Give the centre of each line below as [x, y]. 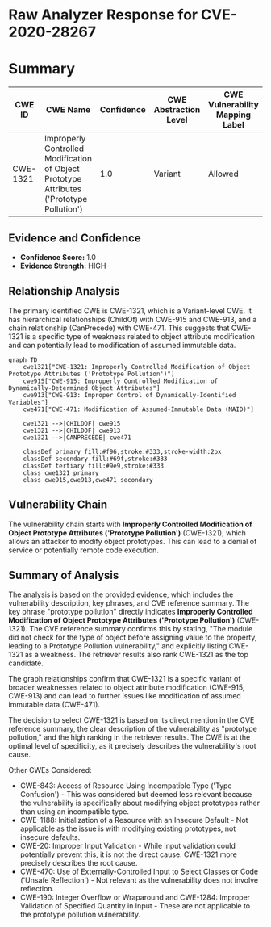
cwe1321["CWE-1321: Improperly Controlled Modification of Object [137, 367]
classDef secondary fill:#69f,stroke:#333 [95, 459]
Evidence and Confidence [75, 238]
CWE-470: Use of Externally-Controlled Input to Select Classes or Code [139, 872]
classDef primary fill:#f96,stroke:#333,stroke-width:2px [122, 451]
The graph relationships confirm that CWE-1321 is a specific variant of [125, 679]
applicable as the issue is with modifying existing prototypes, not [128, 828]
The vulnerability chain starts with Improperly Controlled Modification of [130, 524]
